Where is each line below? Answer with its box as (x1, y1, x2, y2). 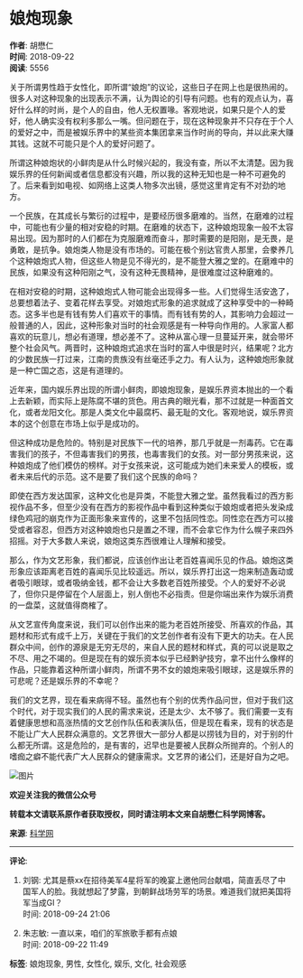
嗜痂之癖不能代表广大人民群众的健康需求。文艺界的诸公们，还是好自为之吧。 (9, 750, 294, 761)
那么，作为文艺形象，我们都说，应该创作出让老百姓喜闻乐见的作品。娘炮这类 (9, 554, 294, 565)
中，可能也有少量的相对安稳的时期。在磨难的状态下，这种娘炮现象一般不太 (9, 221, 286, 232)
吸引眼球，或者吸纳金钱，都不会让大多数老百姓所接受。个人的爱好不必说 (16, 577, 286, 588)
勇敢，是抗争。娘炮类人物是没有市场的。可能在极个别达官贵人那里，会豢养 (9, 244, 286, 255)
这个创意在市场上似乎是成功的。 (24, 417, 144, 429)
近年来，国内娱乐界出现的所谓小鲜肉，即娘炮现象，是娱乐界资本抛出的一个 (9, 384, 286, 395)
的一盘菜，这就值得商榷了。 (9, 600, 113, 610)
